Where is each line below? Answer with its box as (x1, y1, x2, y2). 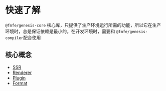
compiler (5, 35, 24, 40)
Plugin (12, 74, 26, 80)
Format (12, 80, 28, 86)
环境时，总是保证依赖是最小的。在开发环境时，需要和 (5, 28, 115, 34)
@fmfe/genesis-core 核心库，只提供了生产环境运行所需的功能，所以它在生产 (5, 22, 161, 28)
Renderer (12, 69, 32, 75)
